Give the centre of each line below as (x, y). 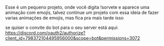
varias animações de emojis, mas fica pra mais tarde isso (65, 18)
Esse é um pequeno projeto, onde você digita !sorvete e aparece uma (77, 7)
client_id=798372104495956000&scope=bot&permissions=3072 (73, 38)
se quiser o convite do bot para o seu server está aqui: (62, 27)
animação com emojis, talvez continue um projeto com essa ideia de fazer (82, 12)
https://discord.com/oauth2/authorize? (45, 33)
